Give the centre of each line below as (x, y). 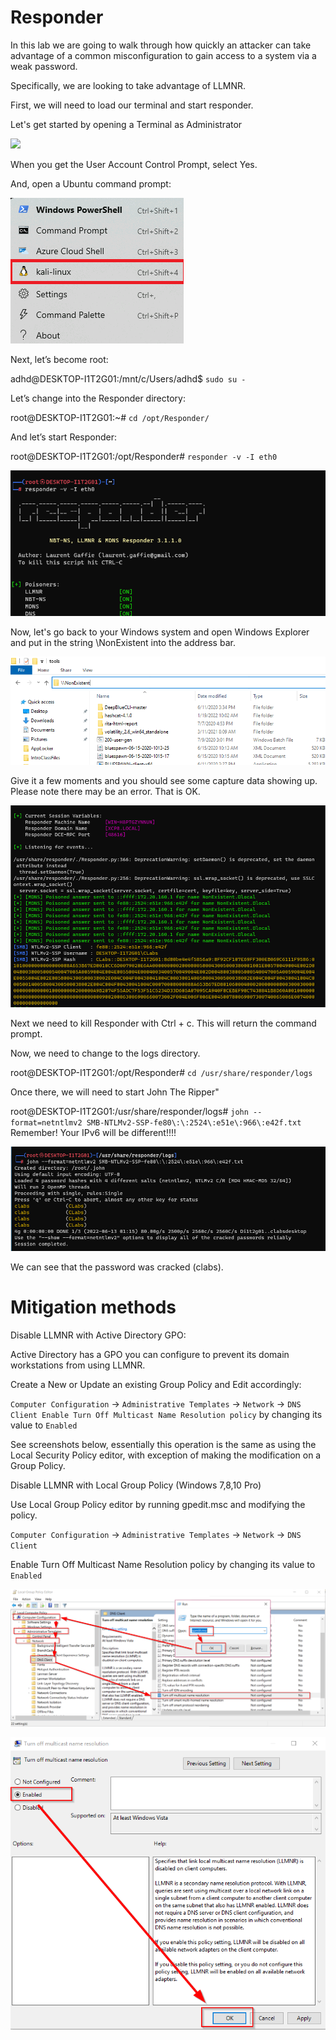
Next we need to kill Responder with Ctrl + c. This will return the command (163, 1023)
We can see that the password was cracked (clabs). (117, 1267)
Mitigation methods (93, 1307)
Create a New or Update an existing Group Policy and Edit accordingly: (156, 1385)
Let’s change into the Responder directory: (98, 398)
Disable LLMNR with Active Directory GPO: (98, 1335)
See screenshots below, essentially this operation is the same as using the (163, 1445)
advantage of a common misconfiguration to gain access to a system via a (163, 55)
